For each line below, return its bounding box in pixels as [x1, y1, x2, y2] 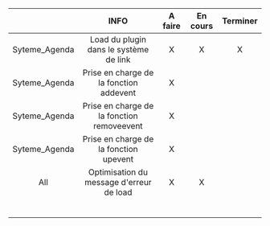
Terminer [222, 15, 258, 27]
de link [105, 54, 131, 65]
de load [104, 187, 133, 198]
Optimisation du [88, 166, 149, 178]
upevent [102, 154, 134, 164]
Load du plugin [89, 34, 147, 45]
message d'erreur [84, 177, 152, 187]
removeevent [93, 121, 143, 131]
